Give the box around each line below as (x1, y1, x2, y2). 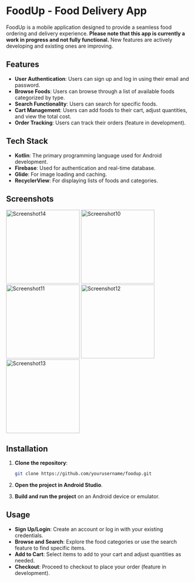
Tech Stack (6, 136, 48, 146)
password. (14, 81, 41, 88)
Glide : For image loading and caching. (14, 170, 107, 177)
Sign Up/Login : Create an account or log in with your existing (14, 525, 163, 532)
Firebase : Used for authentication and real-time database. (14, 164, 156, 172)
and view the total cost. (14, 113, 72, 120)
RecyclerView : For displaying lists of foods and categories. (14, 177, 159, 184)
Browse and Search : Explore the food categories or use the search (14, 538, 177, 545)
